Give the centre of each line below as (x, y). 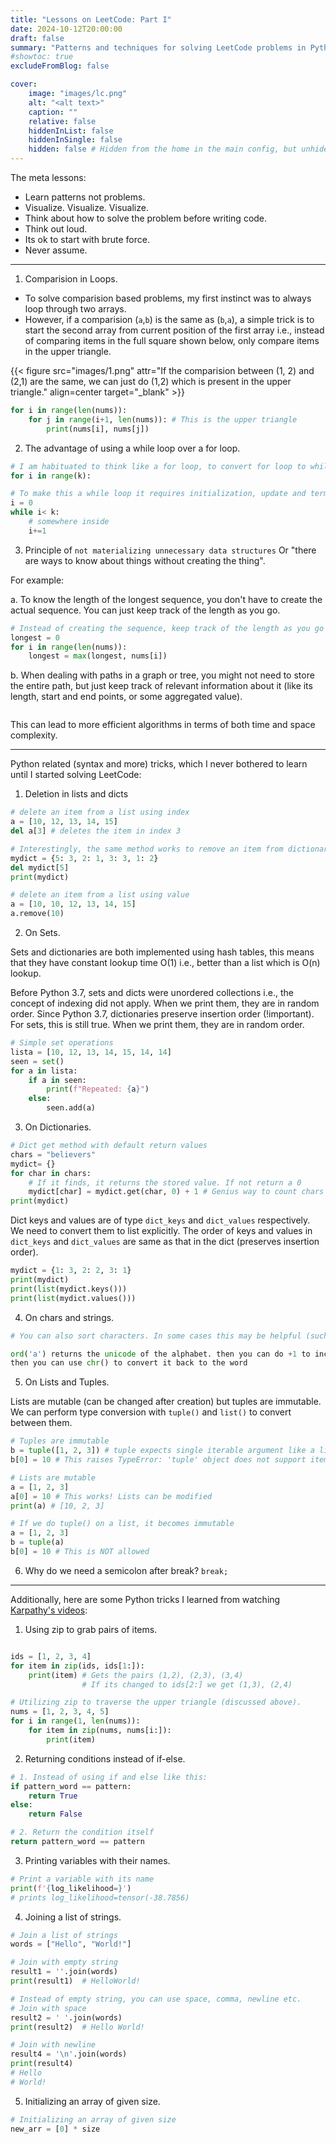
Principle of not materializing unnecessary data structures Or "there (170, 550)
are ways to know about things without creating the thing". (145, 560)
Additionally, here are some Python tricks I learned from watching (145, 1599)
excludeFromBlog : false (60, 66)
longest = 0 (35, 637)
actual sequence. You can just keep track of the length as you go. (145, 610)
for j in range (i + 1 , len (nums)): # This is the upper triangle (163, 419)
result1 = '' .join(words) (64, 1972)
